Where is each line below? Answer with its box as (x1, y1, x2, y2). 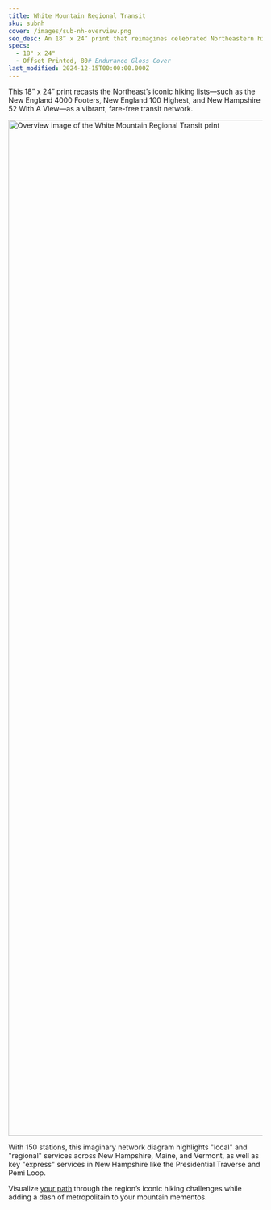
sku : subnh (8, 19, 45, 27)
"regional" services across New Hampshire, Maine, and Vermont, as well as (8, 1150, 260, 1160)
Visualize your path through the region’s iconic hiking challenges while (8, 1183, 242, 1193)
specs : (8, 42, 31, 50)
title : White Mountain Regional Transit (8, 11, 147, 20)
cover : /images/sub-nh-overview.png (8, 27, 131, 35)
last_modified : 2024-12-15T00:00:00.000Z (8, 65, 150, 73)
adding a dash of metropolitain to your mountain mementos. (8, 1192, 207, 1202)
